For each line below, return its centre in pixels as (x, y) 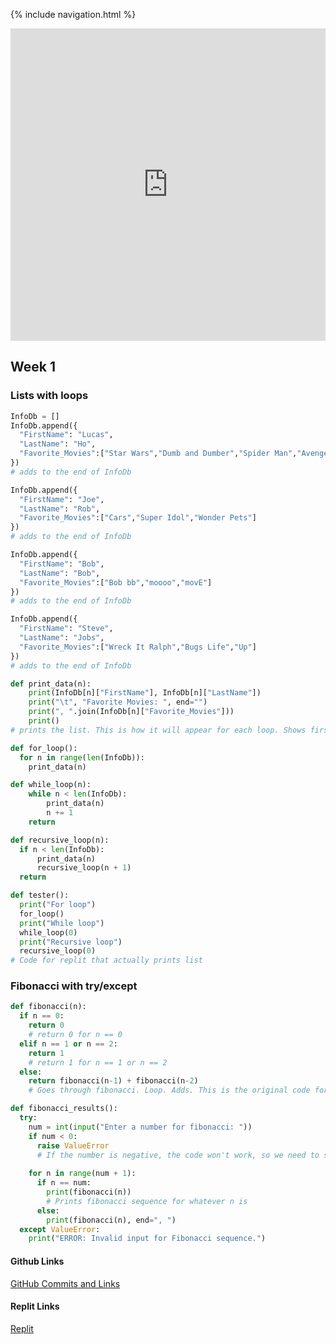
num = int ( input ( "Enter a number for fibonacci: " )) (140, 1127)
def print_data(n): (51, 684)
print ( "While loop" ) (62, 923)
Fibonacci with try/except (74, 986)
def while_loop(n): (51, 785)
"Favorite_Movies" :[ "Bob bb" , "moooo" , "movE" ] (116, 582)
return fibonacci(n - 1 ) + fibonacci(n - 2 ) (113, 1081)
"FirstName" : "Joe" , (62, 499)
